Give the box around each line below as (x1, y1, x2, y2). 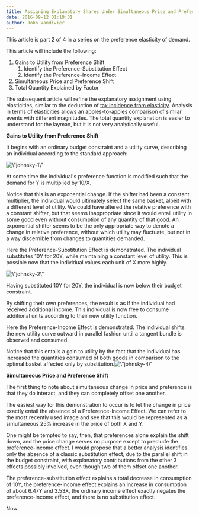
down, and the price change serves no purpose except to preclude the (6, 438, 179, 445)
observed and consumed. (6, 336, 69, 344)
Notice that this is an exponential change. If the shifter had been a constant (6, 191, 190, 198)
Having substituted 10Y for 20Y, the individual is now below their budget (6, 282, 182, 289)
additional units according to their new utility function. (6, 312, 138, 320)
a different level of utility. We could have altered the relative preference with (6, 203, 191, 210)
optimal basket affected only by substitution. (6, 360, 115, 368)
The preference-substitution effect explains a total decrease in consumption (6, 475, 192, 482)
